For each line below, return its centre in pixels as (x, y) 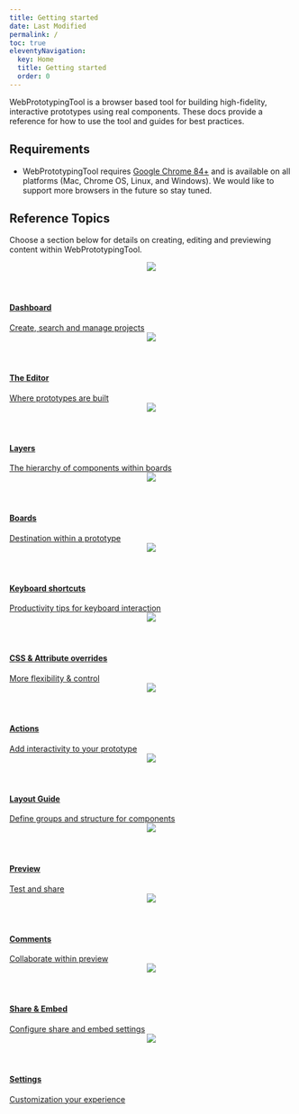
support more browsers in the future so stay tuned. (117, 190)
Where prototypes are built (59, 398)
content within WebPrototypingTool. (76, 249)
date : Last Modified (48, 26)
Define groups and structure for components (92, 819)
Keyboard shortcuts (48, 588)
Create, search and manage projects (77, 327)
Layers (23, 448)
